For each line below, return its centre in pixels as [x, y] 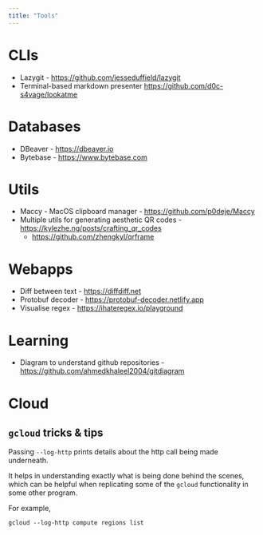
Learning [39, 341]
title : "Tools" [33, 16]
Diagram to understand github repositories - [92, 363]
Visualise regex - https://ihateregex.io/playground [101, 308]
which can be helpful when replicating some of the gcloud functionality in [128, 485]
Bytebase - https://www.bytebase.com [83, 157]
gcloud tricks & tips [56, 432]
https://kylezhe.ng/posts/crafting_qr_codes [90, 228]
